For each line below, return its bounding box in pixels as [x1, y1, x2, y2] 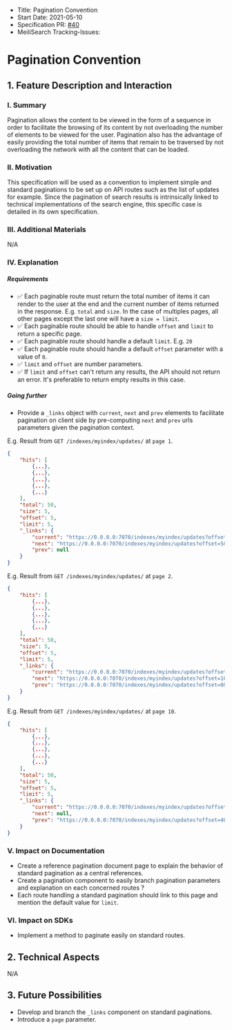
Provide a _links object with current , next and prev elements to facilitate [17, 409, 224, 417]
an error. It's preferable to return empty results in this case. [17, 376, 186, 384]
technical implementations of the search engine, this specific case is [7, 200, 202, 209]
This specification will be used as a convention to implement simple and [7, 178, 212, 187]
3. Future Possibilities [7, 989, 102, 1001]
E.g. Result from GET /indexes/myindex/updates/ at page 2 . [7, 572, 173, 580]
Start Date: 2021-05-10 [17, 13, 83, 21]
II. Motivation [7, 162, 52, 172]
